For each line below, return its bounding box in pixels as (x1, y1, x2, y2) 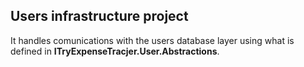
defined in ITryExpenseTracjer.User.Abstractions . (10, 45, 220, 57)
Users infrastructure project (10, 8, 189, 25)
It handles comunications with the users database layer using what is (10, 34, 295, 46)
